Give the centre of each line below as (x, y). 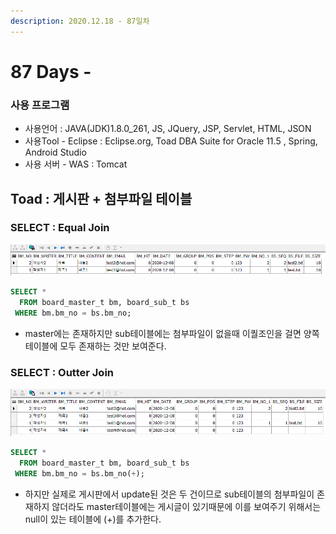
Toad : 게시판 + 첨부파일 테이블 (101, 198)
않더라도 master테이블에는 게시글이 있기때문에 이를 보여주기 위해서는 (186, 506)
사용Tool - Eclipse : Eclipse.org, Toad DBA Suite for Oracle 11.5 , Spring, (171, 141)
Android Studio (55, 152)
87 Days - (51, 71)
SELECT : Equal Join (60, 228)
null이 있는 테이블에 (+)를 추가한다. (93, 519)
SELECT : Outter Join (62, 372)
